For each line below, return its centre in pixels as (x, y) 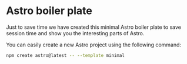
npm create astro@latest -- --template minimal (66, 55)
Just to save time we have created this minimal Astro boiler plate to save (93, 27)
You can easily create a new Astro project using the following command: (93, 45)
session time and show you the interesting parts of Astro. (75, 33)
